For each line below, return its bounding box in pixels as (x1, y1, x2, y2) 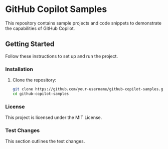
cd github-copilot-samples (12, 91, 69, 96)
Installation (5, 65, 34, 72)
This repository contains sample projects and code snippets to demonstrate (5, 20, 162, 26)
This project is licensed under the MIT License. (5, 114, 102, 120)
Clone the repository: (12, 77, 57, 83)
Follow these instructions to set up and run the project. (5, 53, 118, 59)
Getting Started (5, 40, 55, 48)
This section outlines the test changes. (5, 138, 85, 144)
